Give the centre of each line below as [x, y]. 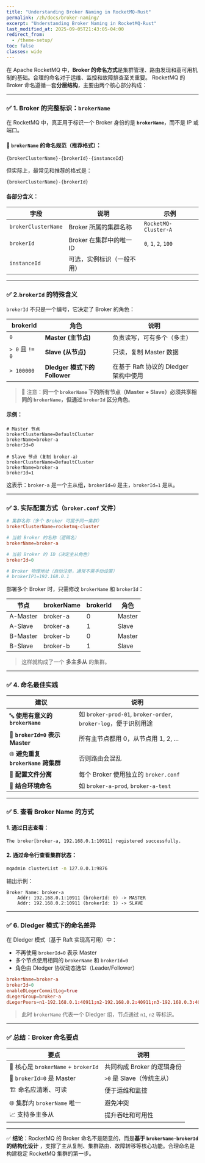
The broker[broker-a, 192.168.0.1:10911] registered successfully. [94, 841]
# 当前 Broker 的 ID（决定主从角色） [49, 554]
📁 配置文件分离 [31, 774]
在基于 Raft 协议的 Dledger [150, 367]
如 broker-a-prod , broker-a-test [125, 785]
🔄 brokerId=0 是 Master [43, 1078]
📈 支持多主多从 [32, 1114]
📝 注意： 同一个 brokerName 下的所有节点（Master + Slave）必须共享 [106, 392]
